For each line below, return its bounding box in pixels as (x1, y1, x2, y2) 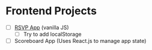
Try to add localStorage (23, 31, 82, 37)
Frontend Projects (5, 4, 97, 18)
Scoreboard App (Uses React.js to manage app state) (14, 37, 147, 45)
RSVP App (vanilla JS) (14, 24, 70, 31)
